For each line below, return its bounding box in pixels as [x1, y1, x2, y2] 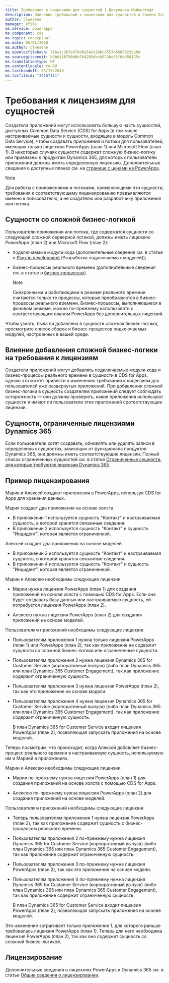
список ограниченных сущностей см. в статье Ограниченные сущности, [5, 456, 162, 462]
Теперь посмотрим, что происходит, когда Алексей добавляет [5, 744, 140, 750]
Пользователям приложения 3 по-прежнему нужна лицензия [12, 861, 145, 868]
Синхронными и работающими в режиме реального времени [12, 289, 146, 295]
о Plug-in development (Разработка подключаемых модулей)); [12, 254, 147, 260]
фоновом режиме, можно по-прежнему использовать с [12, 305, 134, 311]
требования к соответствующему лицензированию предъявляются [5, 190, 151, 196]
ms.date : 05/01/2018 [5, 40, 49, 45]
